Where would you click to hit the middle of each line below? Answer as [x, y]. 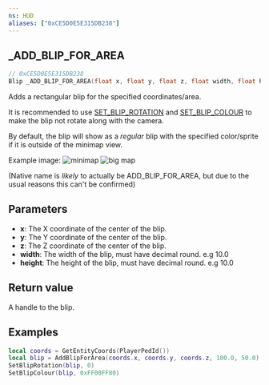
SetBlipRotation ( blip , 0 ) [51, 366]
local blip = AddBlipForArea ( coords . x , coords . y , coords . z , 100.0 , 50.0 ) [134, 358]
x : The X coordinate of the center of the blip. [93, 228]
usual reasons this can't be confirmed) [72, 184]
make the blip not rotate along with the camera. [86, 121]
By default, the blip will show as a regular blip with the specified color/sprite [133, 136]
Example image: [35, 160]
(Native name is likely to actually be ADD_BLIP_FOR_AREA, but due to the [129, 176]
